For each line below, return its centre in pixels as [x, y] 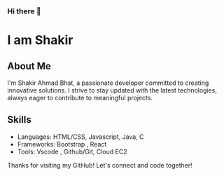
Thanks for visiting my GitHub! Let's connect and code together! [100, 165]
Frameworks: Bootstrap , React [62, 144]
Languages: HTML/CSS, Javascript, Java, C [81, 137]
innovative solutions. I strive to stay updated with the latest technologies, [112, 90]
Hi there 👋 [24, 11]
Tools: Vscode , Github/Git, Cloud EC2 [72, 151]
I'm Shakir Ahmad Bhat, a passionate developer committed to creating [108, 83]
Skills [19, 120]
